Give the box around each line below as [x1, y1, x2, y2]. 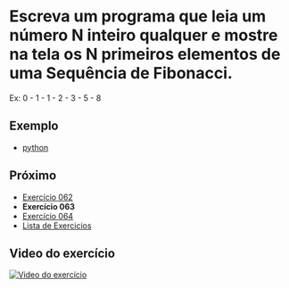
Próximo [9, 168, 57, 184]
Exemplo [9, 119, 59, 134]
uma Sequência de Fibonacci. [9, 63, 234, 84]
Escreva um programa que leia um [9, 6, 267, 27]
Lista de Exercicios [21, 220, 92, 231]
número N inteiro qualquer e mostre [9, 25, 278, 45]
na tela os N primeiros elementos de [9, 45, 281, 64]
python [21, 142, 49, 152]
